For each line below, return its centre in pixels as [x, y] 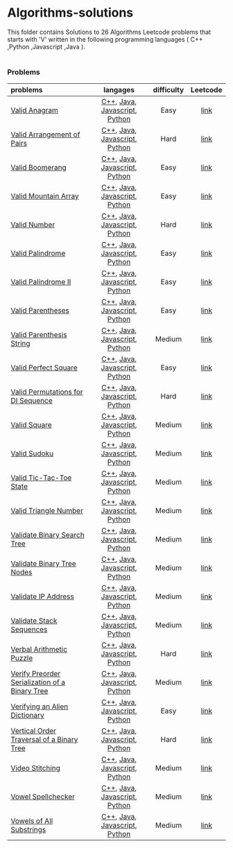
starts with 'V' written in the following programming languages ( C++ [105, 39]
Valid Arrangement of [45, 135]
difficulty [169, 90]
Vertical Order [34, 731]
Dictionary [27, 716]
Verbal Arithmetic [39, 650]
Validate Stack [34, 621]
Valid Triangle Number [47, 511]
